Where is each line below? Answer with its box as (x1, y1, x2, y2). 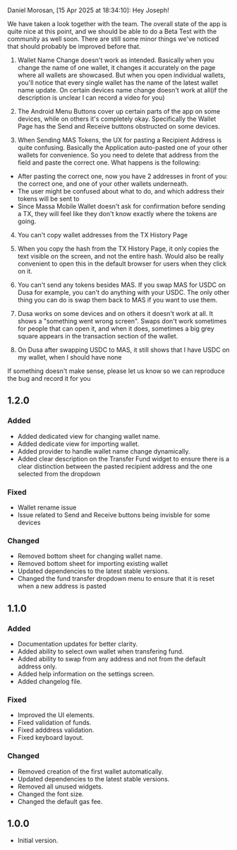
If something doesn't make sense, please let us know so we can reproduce (7, 367, 225, 375)
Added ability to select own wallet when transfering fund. (17, 647, 184, 656)
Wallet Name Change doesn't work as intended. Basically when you (17, 56, 214, 64)
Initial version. (17, 837, 59, 845)
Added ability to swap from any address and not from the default (17, 654, 206, 663)
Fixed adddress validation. (17, 726, 95, 734)
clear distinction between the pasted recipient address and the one (17, 462, 213, 471)
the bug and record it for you (7, 374, 91, 382)
